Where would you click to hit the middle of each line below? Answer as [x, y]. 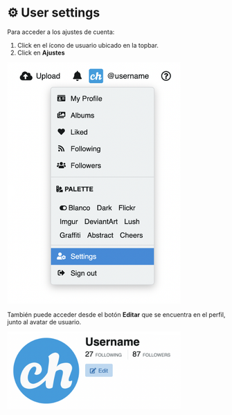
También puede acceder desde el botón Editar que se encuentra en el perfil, [116, 314]
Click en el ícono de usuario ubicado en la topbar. [88, 45]
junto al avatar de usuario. [44, 322]
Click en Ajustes [41, 53]
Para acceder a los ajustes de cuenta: [61, 32]
